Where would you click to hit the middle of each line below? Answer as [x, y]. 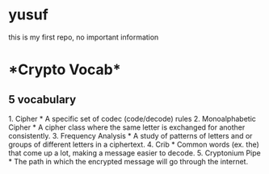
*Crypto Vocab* [65, 70]
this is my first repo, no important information [84, 37]
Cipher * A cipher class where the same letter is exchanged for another [127, 127]
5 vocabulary [42, 99]
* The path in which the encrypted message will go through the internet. [128, 161]
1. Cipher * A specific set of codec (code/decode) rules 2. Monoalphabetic [132, 118]
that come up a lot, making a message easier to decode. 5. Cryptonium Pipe [134, 153]
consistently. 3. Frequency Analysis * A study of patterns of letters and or [130, 135]
